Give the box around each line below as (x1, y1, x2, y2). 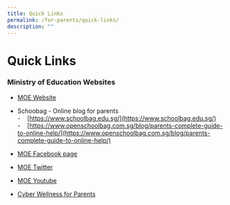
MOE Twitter (17, 163, 53, 171)
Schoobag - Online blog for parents (17, 107, 119, 115)
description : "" (7, 23, 54, 30)
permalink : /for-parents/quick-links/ (7, 17, 119, 24)
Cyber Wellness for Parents (17, 190, 96, 198)
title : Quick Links (7, 10, 64, 17)
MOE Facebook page (17, 150, 78, 158)
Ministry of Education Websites (7, 78, 116, 87)
